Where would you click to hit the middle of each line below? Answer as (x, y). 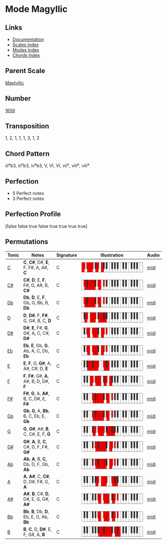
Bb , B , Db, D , (36, 511)
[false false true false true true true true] (46, 226)
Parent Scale (25, 71)
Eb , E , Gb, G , (36, 345)
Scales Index (25, 45)
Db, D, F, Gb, (36, 464)
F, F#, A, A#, (36, 268)
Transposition (27, 126)
